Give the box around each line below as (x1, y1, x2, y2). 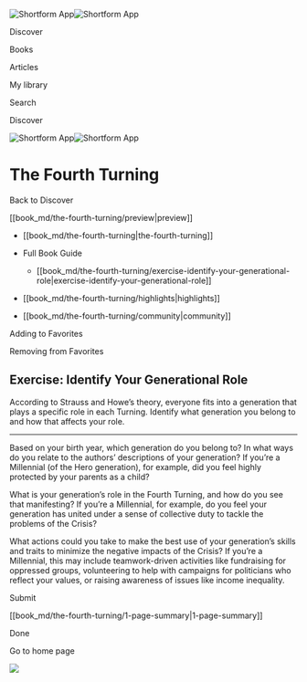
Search (9, 97, 37, 108)
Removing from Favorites (9, 345, 104, 356)
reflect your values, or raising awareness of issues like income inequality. (9, 574, 285, 585)
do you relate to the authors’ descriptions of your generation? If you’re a (9, 452, 281, 463)
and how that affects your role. (9, 415, 125, 426)
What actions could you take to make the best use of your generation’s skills (9, 535, 296, 547)
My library (9, 79, 48, 90)
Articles (9, 62, 39, 72)
